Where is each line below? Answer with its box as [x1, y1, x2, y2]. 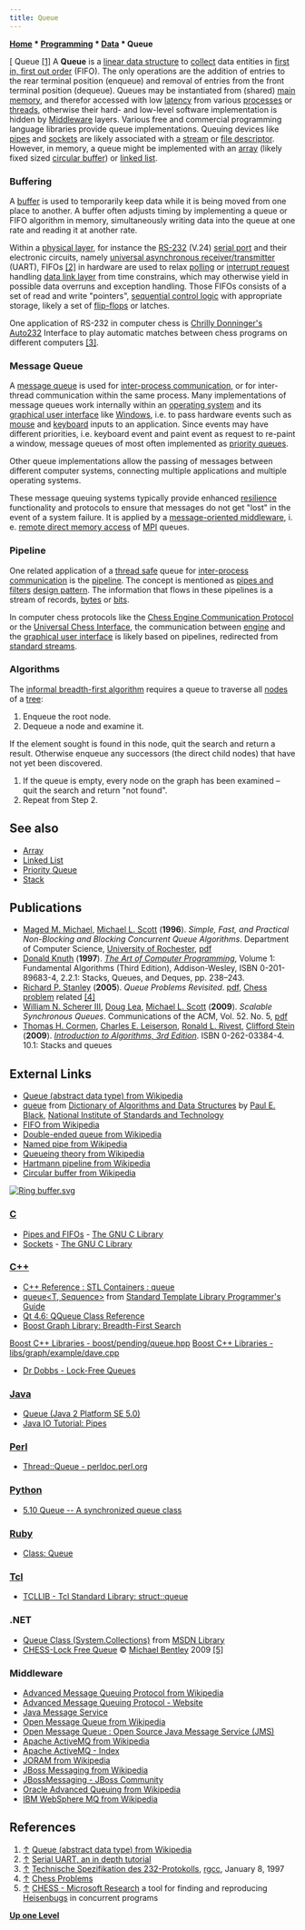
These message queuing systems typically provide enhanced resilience [9, 492, 277, 504]
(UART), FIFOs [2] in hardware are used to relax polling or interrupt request [9, 261, 290, 272]
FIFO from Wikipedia [22, 1119, 100, 1131]
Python [9, 1484, 43, 1497]
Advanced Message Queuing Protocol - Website [22, 1697, 203, 1707]
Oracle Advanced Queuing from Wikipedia [22, 1784, 182, 1795]
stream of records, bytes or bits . [9, 594, 130, 605]
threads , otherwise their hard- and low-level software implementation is [9, 104, 278, 114]
